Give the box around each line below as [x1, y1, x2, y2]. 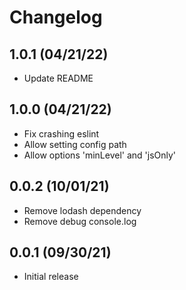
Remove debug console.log [23, 215, 137, 227]
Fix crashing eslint [23, 127, 100, 140]
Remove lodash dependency [23, 204, 142, 216]
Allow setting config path [23, 138, 127, 150]
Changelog [9, 6, 103, 29]
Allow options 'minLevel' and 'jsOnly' [23, 149, 177, 161]
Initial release [23, 271, 79, 283]
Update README [23, 72, 94, 84]
